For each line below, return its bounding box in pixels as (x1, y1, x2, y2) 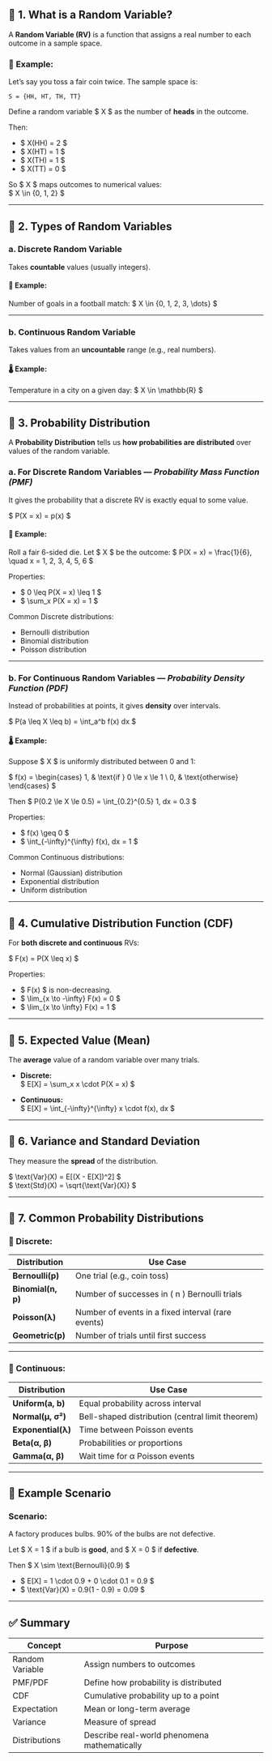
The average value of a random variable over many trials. (8, 1054, 200, 1064)
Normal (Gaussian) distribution (19, 868, 123, 878)
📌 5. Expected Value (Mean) (8, 1033, 151, 1047)
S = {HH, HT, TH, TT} (8, 92, 82, 101)
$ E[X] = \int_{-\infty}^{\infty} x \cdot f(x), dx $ (19, 1103, 176, 1113)
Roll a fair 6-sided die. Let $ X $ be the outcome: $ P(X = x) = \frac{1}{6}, (8, 547, 253, 557)
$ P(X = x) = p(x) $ (8, 511, 71, 520)
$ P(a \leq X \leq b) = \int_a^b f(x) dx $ (8, 716, 136, 726)
